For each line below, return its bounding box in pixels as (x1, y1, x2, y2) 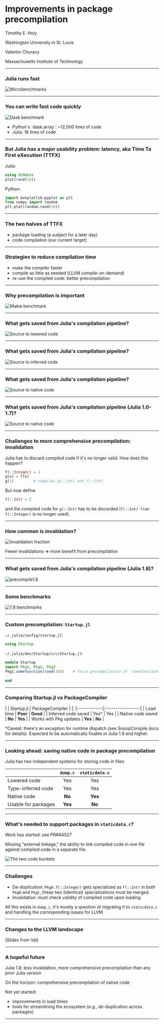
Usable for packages (7, 801, 55, 808)
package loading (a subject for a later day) (12, 231, 98, 238)
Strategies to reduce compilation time (5, 253, 97, 260)
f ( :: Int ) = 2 (5, 497, 32, 502)
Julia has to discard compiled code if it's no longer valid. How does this (5, 455, 149, 461)
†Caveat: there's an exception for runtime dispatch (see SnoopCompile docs (5, 725, 159, 731)
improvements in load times (12, 999, 68, 1004)
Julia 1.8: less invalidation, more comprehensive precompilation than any (5, 965, 151, 971)
